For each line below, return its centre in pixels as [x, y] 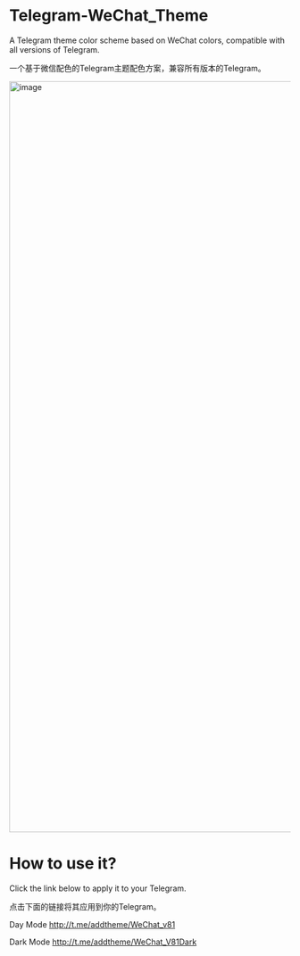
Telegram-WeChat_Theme [109, 16]
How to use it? [63, 864]
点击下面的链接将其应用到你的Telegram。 [85, 906]
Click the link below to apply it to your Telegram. [98, 888]
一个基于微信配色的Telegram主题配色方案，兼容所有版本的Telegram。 [137, 68]
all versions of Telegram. [54, 49]
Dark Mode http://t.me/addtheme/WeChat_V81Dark [103, 942]
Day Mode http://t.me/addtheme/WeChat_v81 [92, 924]
